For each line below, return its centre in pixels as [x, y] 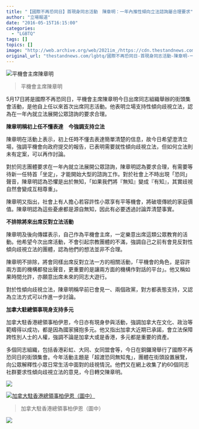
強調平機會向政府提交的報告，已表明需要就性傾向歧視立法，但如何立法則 [105, 146]
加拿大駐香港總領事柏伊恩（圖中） [62, 408]
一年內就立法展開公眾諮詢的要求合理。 [63, 114]
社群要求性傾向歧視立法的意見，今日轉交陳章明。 [66, 372]
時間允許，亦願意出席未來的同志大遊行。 [60, 277]
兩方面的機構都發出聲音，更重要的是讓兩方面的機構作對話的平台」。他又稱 [96, 269]
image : [14, 51]
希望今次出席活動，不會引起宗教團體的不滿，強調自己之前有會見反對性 [107, 242]
